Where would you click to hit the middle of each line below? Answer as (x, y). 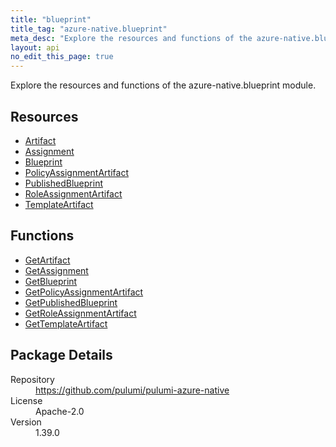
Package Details (61, 355)
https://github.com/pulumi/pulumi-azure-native (132, 390)
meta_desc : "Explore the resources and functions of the (131, 38)
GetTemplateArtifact (66, 323)
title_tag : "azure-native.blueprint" (89, 29)
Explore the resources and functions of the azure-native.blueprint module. (163, 85)
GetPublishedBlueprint (71, 302)
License (26, 400)
